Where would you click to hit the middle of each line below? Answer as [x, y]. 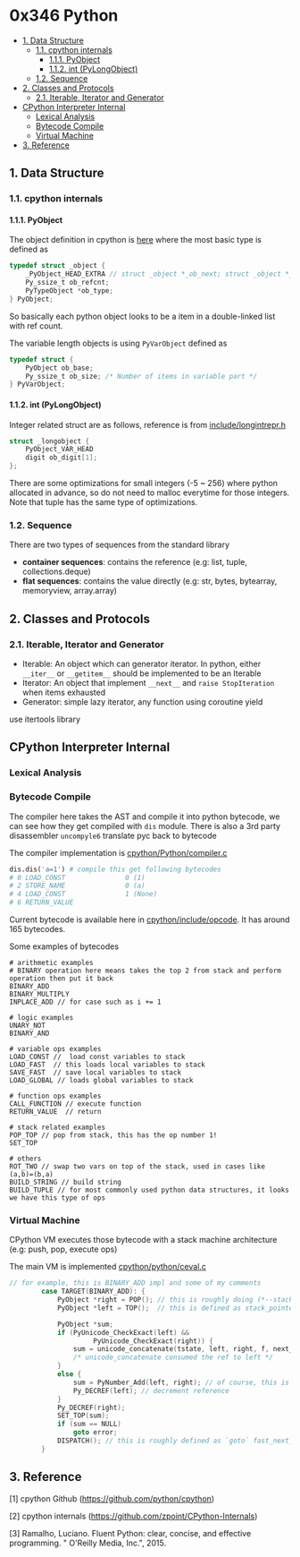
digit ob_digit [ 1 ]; [62, 458]
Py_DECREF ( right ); [91, 1407]
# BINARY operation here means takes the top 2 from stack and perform [145, 971]
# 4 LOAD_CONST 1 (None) [83, 894]
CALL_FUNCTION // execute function [75, 1104]
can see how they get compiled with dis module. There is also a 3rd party [145, 826]
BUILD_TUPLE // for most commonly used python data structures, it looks [150, 1190]
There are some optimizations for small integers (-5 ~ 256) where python [144, 483]
